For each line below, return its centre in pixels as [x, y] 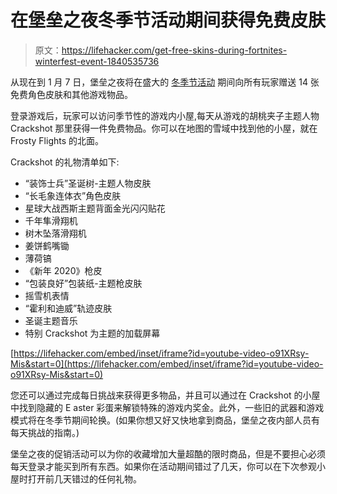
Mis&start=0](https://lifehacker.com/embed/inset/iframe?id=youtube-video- [167, 363]
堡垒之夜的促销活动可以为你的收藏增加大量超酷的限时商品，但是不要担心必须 [168, 453]
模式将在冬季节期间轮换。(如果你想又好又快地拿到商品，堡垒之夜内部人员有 [165, 420]
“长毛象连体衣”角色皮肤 [73, 195]
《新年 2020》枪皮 [63, 270]
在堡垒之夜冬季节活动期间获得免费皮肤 [168, 20]
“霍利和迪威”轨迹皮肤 [68, 308]
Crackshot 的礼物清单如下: [65, 162]
